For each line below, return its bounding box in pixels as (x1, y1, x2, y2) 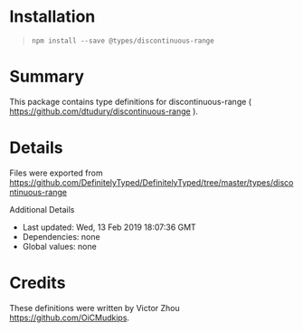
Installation (9, 6, 96, 27)
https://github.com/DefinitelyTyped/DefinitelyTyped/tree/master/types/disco (9, 176, 294, 187)
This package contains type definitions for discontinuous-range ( (9, 96, 251, 107)
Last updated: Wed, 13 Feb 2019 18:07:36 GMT (22, 222, 196, 232)
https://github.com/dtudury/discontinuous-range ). (9, 106, 199, 117)
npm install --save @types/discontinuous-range (31, 36, 214, 45)
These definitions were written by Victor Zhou (9, 302, 181, 313)
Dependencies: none (22, 231, 101, 242)
